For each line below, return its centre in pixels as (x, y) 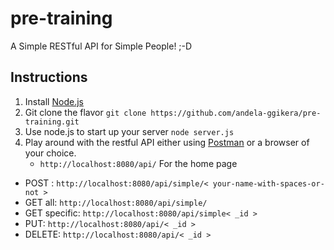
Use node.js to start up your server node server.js (129, 131)
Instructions (49, 77)
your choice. (50, 153)
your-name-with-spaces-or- (268, 183)
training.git (52, 122)
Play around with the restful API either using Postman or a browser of (167, 142)
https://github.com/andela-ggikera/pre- (236, 113)
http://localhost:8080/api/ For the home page (138, 163)
